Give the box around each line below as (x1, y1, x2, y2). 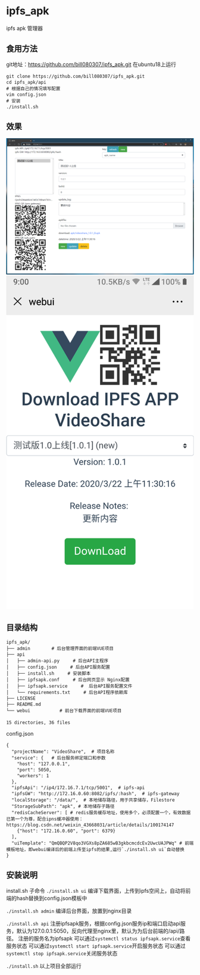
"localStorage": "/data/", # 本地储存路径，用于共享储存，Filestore (11, 797, 175, 803)
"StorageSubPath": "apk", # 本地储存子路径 (11, 803, 115, 809)
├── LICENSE (6, 696, 36, 702)
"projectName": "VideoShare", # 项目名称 (11, 749, 115, 755)
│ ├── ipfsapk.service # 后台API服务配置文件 (6, 683, 133, 689)
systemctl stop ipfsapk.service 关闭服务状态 (6, 949, 118, 957)
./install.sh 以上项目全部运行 (6, 962, 82, 969)
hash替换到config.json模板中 (16, 895, 87, 902)
